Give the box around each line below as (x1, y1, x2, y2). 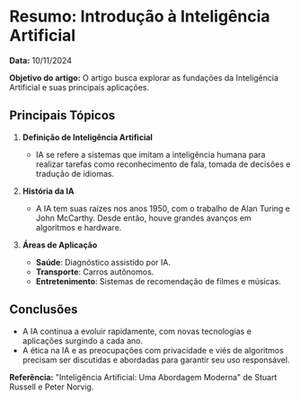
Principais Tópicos (9, 108, 116, 123)
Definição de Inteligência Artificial (22, 132, 153, 143)
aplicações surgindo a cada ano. (22, 335, 144, 346)
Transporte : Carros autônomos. (35, 266, 154, 277)
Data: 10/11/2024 (9, 55, 72, 65)
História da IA (22, 186, 75, 196)
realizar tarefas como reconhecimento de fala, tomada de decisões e (35, 159, 291, 170)
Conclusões (9, 302, 78, 318)
